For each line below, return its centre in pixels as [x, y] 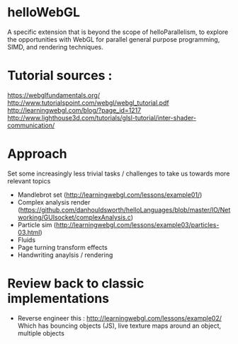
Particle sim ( [37, 224]
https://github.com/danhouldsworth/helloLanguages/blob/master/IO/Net [125, 210]
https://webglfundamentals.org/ [54, 95]
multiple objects [41, 333]
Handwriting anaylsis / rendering [65, 255]
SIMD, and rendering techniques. [56, 47]
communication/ [31, 125]
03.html [29, 232]
